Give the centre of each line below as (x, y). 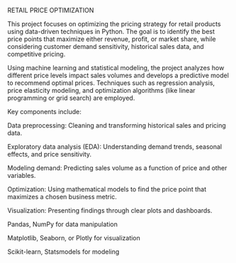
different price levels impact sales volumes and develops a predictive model (118, 75)
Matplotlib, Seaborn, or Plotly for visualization (74, 238)
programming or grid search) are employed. (71, 98)
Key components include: (44, 112)
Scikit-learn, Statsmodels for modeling (63, 252)
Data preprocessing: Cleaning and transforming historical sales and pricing (117, 125)
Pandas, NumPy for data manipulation (63, 224)
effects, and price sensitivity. (50, 154)
